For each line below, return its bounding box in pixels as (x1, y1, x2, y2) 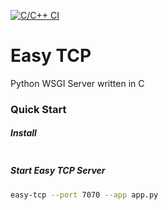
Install (10, 127, 37, 139)
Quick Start (10, 102, 67, 116)
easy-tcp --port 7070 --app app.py (10, 190, 159, 200)
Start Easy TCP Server (10, 165, 106, 177)
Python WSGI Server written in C (10, 77, 145, 89)
